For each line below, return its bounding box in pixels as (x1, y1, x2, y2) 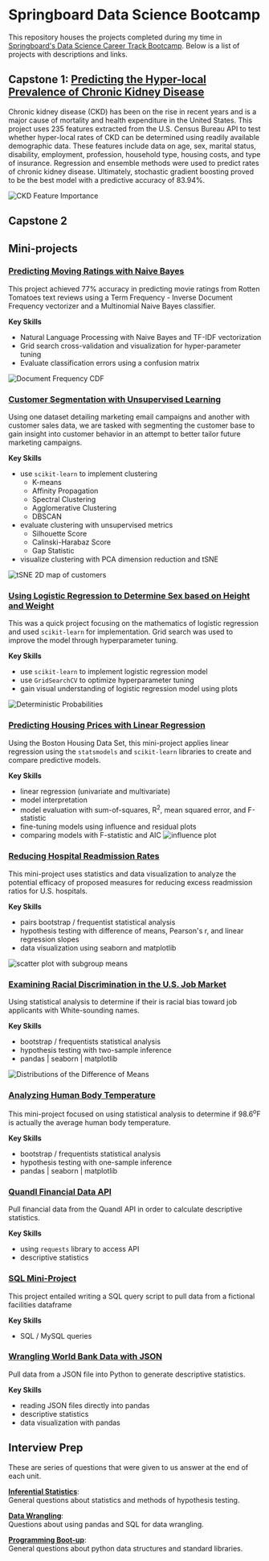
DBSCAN (31, 511, 62, 521)
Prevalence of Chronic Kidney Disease (8, 85, 205, 99)
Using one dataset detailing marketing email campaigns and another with (8, 412, 251, 422)
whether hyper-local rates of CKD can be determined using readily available (8, 132, 259, 142)
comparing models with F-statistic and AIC (19, 830, 162, 840)
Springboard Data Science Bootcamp (8, 6, 261, 24)
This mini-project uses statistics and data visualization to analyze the (8, 868, 237, 879)
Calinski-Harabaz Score (31, 537, 111, 547)
